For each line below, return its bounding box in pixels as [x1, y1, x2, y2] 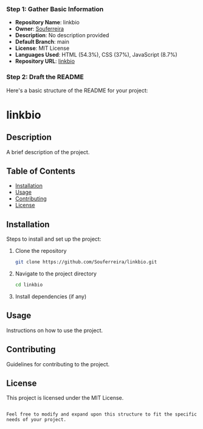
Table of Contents [6, 166, 76, 176]
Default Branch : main [15, 38, 70, 46]
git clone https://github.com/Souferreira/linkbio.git [15, 259, 157, 265]
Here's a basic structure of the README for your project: [6, 87, 148, 94]
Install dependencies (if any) [15, 292, 87, 300]
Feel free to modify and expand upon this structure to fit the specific [6, 411, 198, 417]
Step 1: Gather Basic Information [6, 5, 104, 13]
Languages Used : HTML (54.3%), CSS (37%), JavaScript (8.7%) [15, 51, 177, 58]
